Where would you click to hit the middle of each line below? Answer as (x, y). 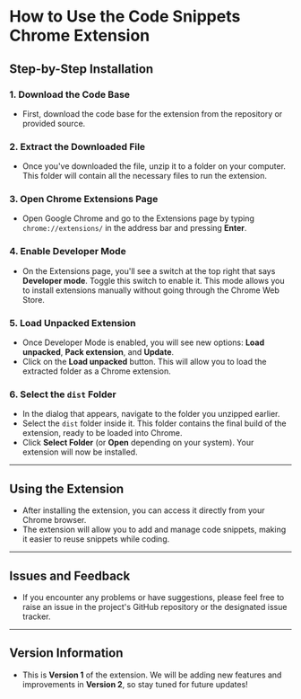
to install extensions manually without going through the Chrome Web (150, 290)
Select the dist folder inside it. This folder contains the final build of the (154, 423)
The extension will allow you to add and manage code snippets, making (154, 530)
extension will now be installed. (80, 452)
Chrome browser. (54, 520)
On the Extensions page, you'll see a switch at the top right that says (149, 270)
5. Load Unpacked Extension (73, 323)
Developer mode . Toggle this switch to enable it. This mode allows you (153, 280)
